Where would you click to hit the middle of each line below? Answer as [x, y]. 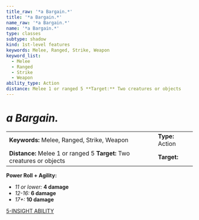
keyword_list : [24, 56]
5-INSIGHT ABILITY [30, 211]
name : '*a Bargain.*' [33, 28]
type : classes [24, 34]
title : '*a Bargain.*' [34, 17]
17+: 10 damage [34, 199]
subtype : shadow [26, 39]
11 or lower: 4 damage [42, 187]
